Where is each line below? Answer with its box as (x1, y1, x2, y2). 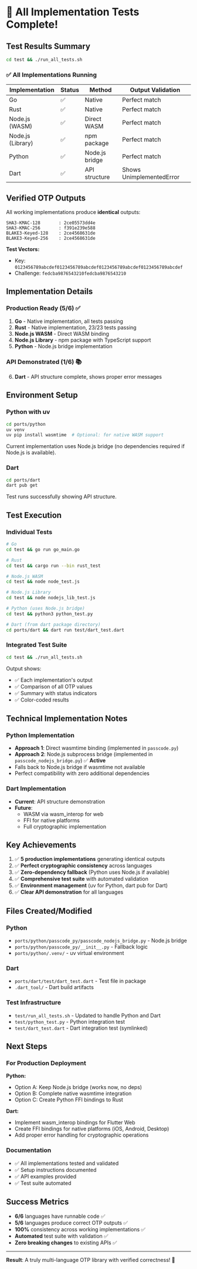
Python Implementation (6, 732, 75, 739)
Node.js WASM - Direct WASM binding (14, 330, 110, 337)
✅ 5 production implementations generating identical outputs (14, 856, 165, 863)
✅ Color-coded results (14, 696, 69, 703)
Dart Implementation (6, 784, 66, 793)
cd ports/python (6, 421, 46, 427)
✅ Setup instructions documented (14, 1166, 97, 1173)
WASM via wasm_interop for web (23, 810, 104, 817)
